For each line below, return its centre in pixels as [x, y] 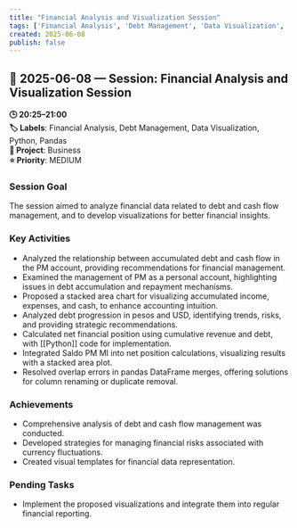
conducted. [43, 433]
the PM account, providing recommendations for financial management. [154, 268]
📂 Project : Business [45, 150]
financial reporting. [56, 514]
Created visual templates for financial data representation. [128, 461]
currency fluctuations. [63, 452]
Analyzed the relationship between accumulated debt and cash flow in [151, 258]
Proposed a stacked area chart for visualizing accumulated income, [145, 296]
